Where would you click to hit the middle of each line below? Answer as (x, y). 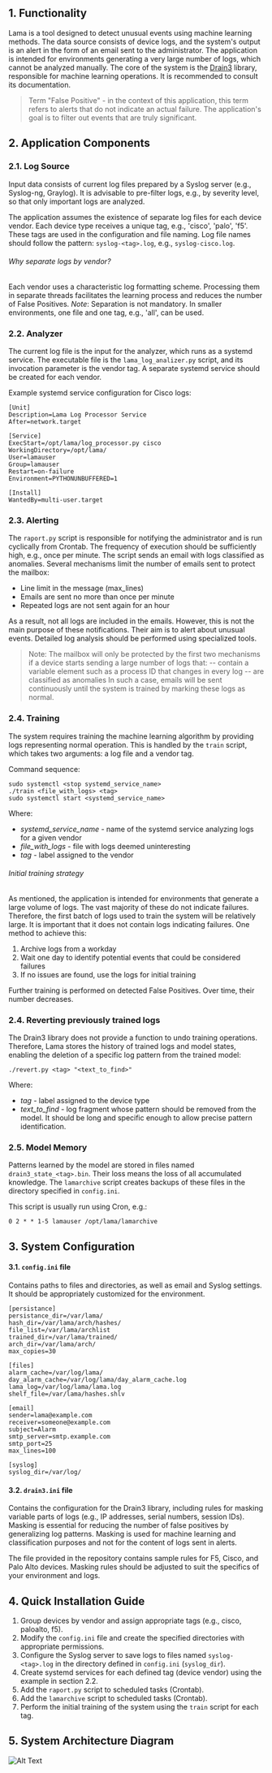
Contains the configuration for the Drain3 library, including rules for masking (136, 1508)
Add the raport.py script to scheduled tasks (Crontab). (112, 1689)
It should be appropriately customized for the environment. (107, 1293)
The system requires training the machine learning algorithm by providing (131, 736)
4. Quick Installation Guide (77, 1601)
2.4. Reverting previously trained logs (84, 1020)
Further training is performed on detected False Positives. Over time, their (132, 990)
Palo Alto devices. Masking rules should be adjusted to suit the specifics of (134, 1567)
